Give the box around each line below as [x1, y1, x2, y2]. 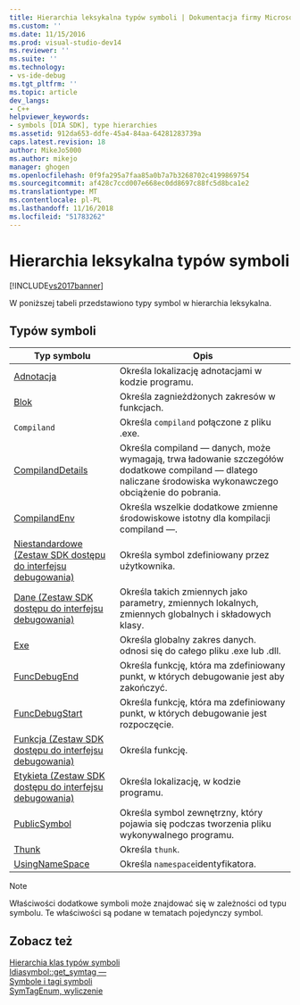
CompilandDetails [13, 464, 88, 477]
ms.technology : [9, 63, 66, 72]
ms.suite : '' [9, 54, 58, 63]
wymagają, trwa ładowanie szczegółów [119, 453, 284, 465]
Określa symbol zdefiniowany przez [119, 549, 270, 561]
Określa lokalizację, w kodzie [119, 776, 241, 788]
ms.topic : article [9, 87, 78, 96]
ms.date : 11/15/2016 [9, 29, 87, 38]
